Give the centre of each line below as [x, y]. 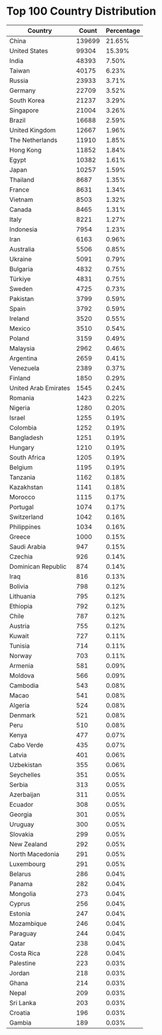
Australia [22, 249]
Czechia [21, 557]
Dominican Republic [38, 566]
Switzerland [26, 517]
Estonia [20, 914]
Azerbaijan [25, 795]
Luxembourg [27, 864]
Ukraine [21, 259]
